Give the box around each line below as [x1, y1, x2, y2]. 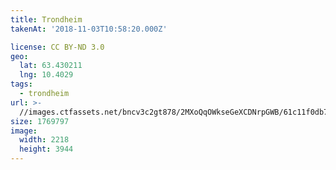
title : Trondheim [10, 14, 83, 25]
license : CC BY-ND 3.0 [10, 42, 105, 52]
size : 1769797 [10, 116, 70, 126]
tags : [10, 79, 33, 90]
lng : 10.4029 [19, 70, 74, 80]
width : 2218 [19, 135, 70, 145]
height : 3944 [19, 144, 74, 155]
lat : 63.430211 [19, 61, 83, 71]
